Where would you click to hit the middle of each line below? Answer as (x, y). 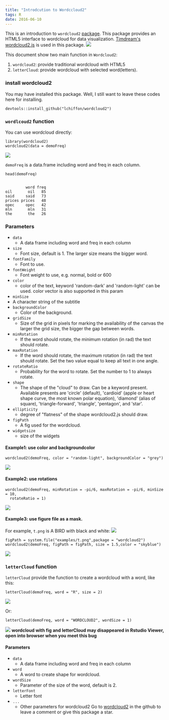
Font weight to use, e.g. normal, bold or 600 (66, 275)
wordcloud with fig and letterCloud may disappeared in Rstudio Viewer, (88, 630)
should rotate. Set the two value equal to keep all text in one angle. (89, 361)
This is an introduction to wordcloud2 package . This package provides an (81, 34)
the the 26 (26, 214)
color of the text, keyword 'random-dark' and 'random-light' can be (90, 286)
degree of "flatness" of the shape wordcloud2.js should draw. (84, 415)
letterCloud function (31, 567)
